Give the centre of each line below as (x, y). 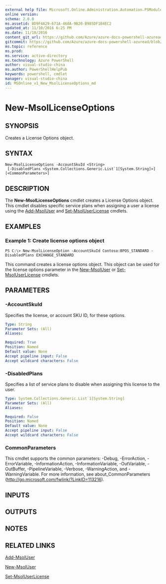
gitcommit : (16, 42)
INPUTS (17, 495)
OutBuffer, (16, 469)
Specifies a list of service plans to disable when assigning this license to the (83, 384)
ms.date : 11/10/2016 (26, 33)
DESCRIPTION (27, 188)
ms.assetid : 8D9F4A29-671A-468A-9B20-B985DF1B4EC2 (58, 23)
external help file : (26, 10)
